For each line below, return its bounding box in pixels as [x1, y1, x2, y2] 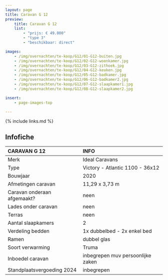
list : [14, 26, 26, 31]
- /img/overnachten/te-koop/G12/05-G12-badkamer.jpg [14, 72, 126, 78]
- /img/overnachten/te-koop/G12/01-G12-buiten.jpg [14, 54, 122, 59]
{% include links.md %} [5, 118, 54, 124]
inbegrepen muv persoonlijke [82, 252, 151, 259]
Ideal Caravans [82, 156, 118, 163]
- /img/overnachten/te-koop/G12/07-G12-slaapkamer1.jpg [14, 82, 133, 87]
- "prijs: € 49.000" [23, 31, 66, 36]
